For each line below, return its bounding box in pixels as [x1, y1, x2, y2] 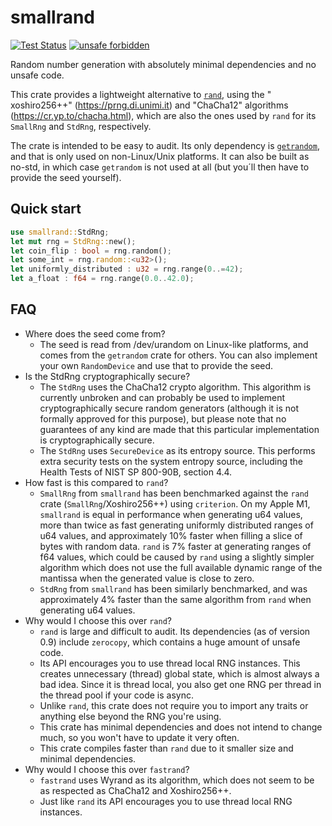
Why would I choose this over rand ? [24, 614, 172, 626]
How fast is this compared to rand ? [24, 476, 169, 488]
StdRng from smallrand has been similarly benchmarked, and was [39, 582, 308, 595]
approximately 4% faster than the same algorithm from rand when [39, 593, 312, 605]
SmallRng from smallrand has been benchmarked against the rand [39, 487, 310, 499]
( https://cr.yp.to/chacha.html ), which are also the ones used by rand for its [10, 109, 317, 121]
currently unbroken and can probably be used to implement [39, 391, 286, 403]
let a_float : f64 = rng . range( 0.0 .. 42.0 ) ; [10, 274, 195, 284]
